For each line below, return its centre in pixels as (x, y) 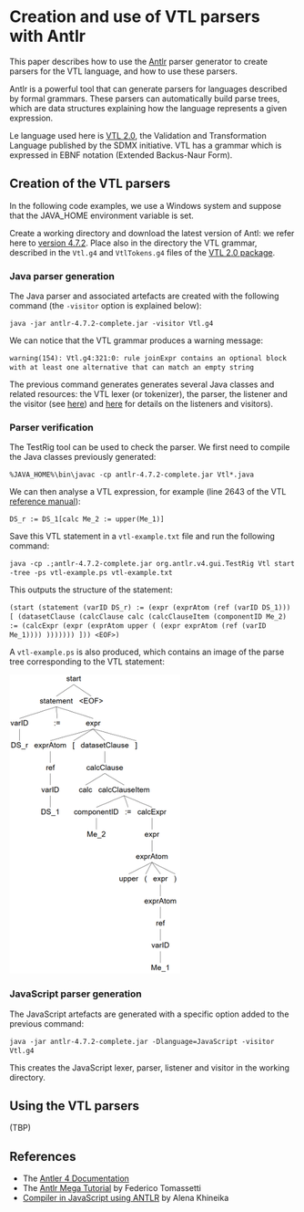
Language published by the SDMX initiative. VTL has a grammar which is (146, 145)
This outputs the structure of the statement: (91, 590)
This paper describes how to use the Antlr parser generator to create (139, 61)
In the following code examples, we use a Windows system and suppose (146, 205)
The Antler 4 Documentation (76, 1178)
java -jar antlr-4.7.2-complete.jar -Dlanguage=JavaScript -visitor (142, 1041)
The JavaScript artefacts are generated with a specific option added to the (149, 1014)
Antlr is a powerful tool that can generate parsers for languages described (148, 89)
